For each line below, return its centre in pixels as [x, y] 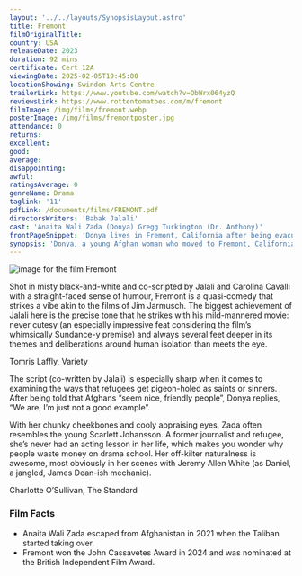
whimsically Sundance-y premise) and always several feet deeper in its [141, 335]
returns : [26, 135]
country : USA [34, 43]
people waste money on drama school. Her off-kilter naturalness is [133, 454]
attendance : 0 [36, 127]
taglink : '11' [36, 202]
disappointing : [38, 168]
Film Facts [32, 514]
